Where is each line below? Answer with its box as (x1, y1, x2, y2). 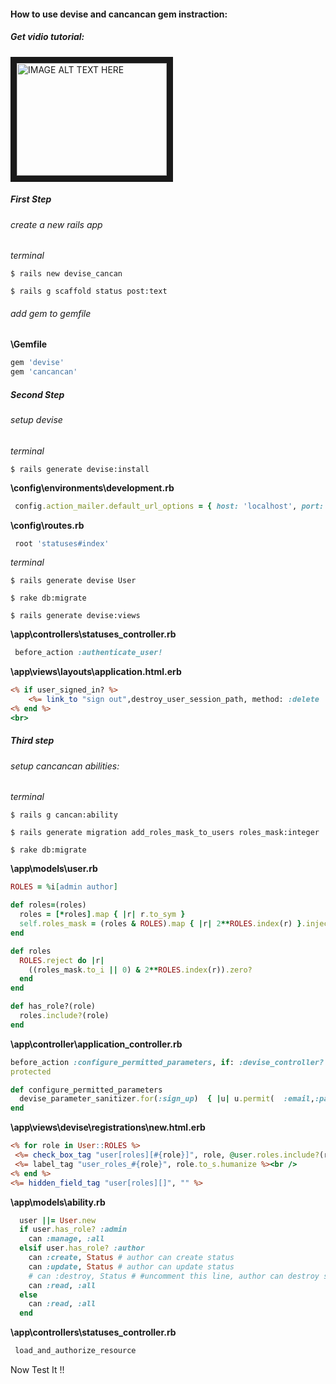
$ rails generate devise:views (10, 611, 141, 621)
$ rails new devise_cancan (10, 269, 123, 279)
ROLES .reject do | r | (19, 955, 105, 965)
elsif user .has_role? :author (19, 1243, 145, 1254)
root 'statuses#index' (14, 538, 110, 549)
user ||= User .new (19, 1215, 97, 1225)
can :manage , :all (28, 1234, 105, 1244)
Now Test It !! (10, 1364, 65, 1375)
